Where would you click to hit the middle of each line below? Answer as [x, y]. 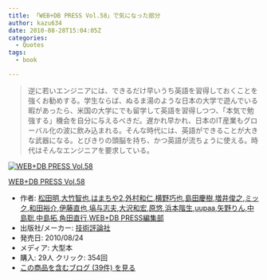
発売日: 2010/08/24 [51, 237]
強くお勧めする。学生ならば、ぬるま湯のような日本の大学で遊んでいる [143, 100]
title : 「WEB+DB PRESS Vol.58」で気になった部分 [84, 16]
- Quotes [30, 45]
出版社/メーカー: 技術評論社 [65, 227]
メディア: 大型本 [46, 247]
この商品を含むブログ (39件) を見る [78, 267]
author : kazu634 [35, 23]
